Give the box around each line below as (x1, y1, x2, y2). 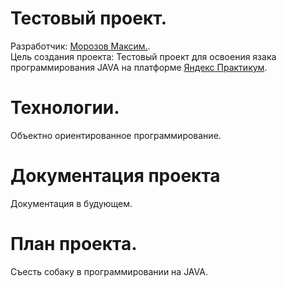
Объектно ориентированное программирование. (10, 129, 222, 141)
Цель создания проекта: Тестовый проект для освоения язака (10, 50, 277, 62)
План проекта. (10, 233, 138, 255)
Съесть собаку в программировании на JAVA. (10, 265, 208, 277)
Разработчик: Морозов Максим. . (10, 40, 151, 52)
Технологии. (10, 97, 120, 119)
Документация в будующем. (10, 197, 133, 209)
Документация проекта (10, 165, 221, 187)
